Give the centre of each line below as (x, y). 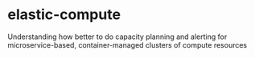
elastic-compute (64, 15)
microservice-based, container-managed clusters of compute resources (127, 44)
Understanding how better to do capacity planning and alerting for (117, 37)
